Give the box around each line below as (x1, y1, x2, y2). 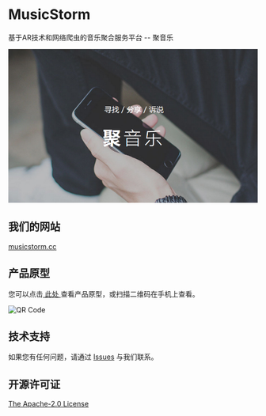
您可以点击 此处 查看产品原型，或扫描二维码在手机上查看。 (8, 289, 199, 298)
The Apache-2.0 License (8, 399, 89, 409)
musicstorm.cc (8, 241, 57, 251)
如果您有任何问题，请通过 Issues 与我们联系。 (8, 352, 158, 361)
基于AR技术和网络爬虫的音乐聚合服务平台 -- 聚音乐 (8, 32, 174, 42)
